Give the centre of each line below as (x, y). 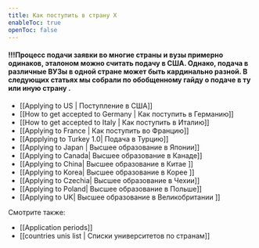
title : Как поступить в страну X (63, 15)
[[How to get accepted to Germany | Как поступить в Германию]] (126, 113)
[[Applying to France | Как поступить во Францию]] (104, 131)
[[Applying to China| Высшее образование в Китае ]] (106, 164)
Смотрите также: (37, 212)
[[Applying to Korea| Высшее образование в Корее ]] (107, 172)
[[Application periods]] (56, 227)
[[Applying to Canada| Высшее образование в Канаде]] (111, 155)
